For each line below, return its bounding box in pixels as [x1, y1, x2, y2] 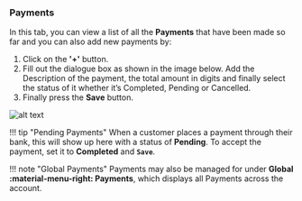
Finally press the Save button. [22, 92, 133, 103]
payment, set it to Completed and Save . [9, 146, 156, 157]
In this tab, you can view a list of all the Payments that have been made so [9, 27, 286, 38]
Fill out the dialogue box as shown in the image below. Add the [22, 63, 255, 74]
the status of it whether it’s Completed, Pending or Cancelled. [22, 83, 252, 94]
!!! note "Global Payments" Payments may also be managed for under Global [9, 164, 294, 175]
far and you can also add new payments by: [9, 36, 172, 47]
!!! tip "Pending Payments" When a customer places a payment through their [9, 127, 293, 138]
